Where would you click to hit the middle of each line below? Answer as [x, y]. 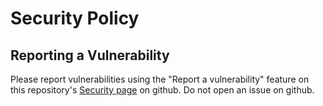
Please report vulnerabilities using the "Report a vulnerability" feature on [160, 79]
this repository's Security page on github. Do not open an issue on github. [162, 90]
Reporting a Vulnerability [90, 55]
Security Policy [75, 18]
